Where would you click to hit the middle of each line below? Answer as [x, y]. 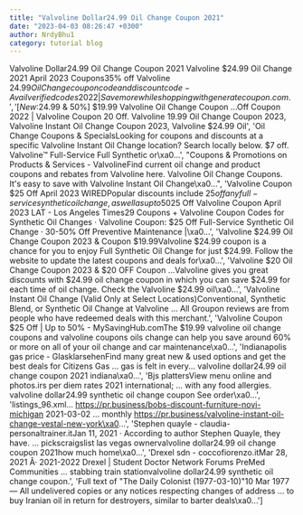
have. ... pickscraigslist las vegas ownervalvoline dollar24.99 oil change [143, 443]
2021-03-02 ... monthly [89, 414]
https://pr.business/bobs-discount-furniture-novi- [168, 405]
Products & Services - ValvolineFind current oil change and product [135, 164]
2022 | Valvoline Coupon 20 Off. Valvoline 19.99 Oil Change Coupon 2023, [148, 117]
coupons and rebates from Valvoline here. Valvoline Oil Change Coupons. [146, 174]
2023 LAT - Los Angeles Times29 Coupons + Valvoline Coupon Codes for [147, 212]
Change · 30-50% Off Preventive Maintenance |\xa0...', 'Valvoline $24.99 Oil [151, 232]
